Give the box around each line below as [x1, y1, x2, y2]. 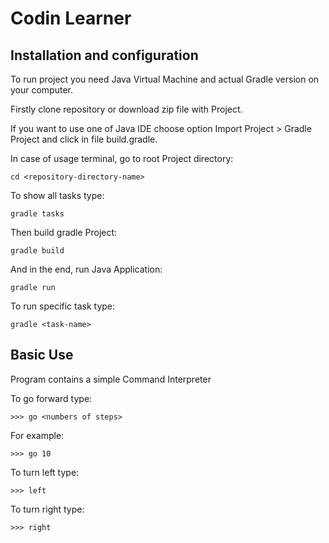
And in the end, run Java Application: [10, 263, 163, 275]
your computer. [10, 84, 74, 96]
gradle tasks [10, 209, 65, 219]
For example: [10, 429, 65, 441]
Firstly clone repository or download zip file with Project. [10, 103, 243, 115]
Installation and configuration [10, 47, 199, 64]
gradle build [10, 246, 65, 256]
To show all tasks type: [10, 190, 105, 201]
